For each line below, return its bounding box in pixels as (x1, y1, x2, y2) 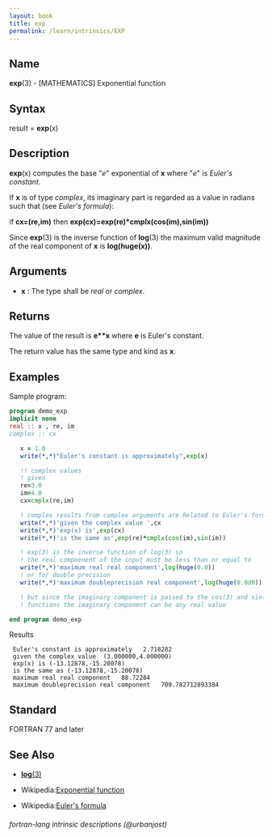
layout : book (9, 11, 53, 20)
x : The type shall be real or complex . (20, 286, 145, 295)
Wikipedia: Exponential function (20, 785, 124, 794)
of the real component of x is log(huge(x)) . (9, 240, 153, 251)
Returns (9, 309, 51, 324)
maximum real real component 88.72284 (12, 673, 151, 682)
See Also (9, 748, 55, 762)
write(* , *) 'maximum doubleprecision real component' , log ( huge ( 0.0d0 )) (19, 578, 263, 587)
